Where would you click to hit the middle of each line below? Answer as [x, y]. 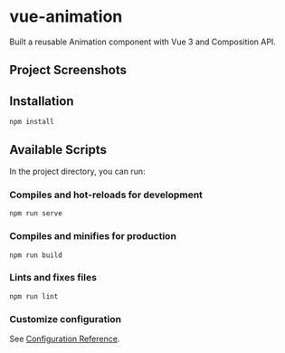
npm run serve [36, 214]
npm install [32, 122]
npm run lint [34, 296]
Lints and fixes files [53, 278]
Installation [42, 101]
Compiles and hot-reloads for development [106, 195]
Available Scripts [58, 150]
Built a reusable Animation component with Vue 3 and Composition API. [142, 42]
